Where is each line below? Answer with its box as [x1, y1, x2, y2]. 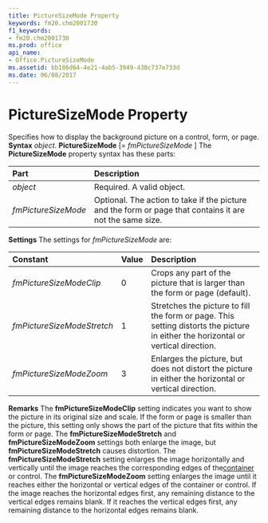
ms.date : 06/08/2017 [8, 71, 77, 79]
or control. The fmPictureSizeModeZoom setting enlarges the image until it [8, 471, 257, 481]
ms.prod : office [8, 42, 62, 50]
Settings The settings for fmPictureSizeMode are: [8, 235, 172, 244]
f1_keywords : [8, 26, 52, 34]
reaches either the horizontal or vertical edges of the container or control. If [8, 480, 257, 489]
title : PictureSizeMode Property [8, 11, 120, 20]
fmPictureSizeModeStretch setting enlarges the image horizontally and [8, 454, 245, 464]
